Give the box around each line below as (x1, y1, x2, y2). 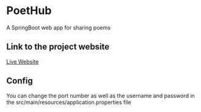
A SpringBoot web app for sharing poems (6, 24, 111, 31)
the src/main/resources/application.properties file (6, 99, 131, 106)
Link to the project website (6, 42, 110, 52)
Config (6, 76, 33, 86)
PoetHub (6, 4, 52, 18)
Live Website (6, 58, 39, 65)
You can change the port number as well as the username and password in (6, 92, 196, 99)
